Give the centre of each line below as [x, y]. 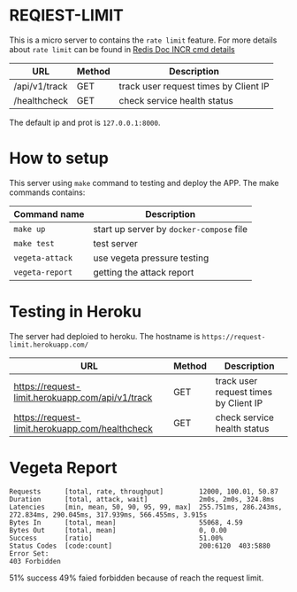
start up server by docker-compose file [170, 229]
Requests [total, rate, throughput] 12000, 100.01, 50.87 [144, 491]
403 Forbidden [35, 561]
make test [34, 243]
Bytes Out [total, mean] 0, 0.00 [118, 530]
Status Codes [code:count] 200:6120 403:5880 [140, 546]
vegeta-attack [43, 257]
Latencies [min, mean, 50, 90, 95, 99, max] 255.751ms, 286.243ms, [146, 507]
